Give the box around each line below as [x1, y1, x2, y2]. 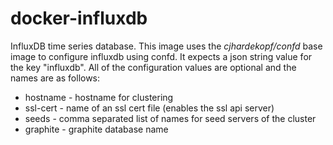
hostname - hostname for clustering [24, 91, 174, 103]
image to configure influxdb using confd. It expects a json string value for [10, 50, 313, 62]
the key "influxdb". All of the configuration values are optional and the [10, 61, 297, 73]
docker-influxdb [10, 7, 148, 30]
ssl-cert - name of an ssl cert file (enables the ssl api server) [24, 102, 275, 114]
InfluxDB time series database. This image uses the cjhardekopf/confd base [10, 40, 323, 52]
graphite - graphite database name [24, 123, 169, 135]
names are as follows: [10, 72, 101, 84]
